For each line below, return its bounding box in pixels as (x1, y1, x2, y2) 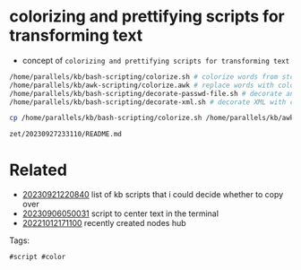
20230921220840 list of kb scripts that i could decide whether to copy (21, 189, 284, 200)
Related (9, 160, 67, 180)
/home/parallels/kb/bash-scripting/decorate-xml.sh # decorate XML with (9, 97, 287, 107)
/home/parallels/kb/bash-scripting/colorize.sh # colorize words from (9, 72, 279, 82)
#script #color (9, 253, 66, 262)
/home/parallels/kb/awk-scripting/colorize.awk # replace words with (9, 81, 275, 90)
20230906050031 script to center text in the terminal (21, 208, 219, 219)
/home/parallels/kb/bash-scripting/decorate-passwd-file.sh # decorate (9, 89, 282, 98)
